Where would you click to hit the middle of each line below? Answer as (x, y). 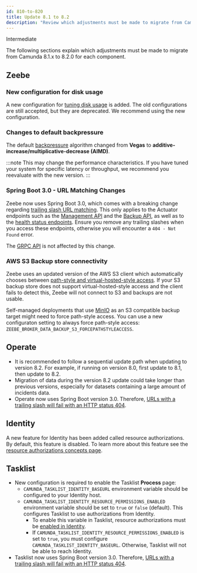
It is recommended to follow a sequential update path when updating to (101, 361)
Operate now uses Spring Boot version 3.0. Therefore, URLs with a (95, 399)
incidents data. (33, 392)
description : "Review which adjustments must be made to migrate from (94, 22)
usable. (15, 299)
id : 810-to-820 (25, 11)
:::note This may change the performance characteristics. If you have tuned (97, 163)
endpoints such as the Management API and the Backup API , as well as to (95, 215)
